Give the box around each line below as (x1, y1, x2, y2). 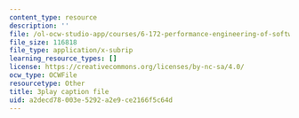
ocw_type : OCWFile (9, 71, 77, 80)
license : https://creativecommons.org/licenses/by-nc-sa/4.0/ (9, 63, 245, 72)
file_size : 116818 (9, 37, 77, 47)
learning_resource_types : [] (9, 54, 117, 63)
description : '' (9, 21, 69, 30)
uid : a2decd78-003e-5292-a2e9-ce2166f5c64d (9, 95, 174, 105)
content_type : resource (9, 12, 98, 22)
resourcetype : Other (9, 79, 86, 88)
